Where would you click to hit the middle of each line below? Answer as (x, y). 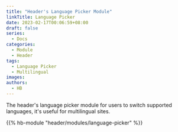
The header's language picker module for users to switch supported (89, 105)
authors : (17, 83)
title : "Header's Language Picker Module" (59, 11)
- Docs (20, 39)
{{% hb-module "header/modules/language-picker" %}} (75, 123)
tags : (13, 61)
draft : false (22, 28)
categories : (21, 45)
